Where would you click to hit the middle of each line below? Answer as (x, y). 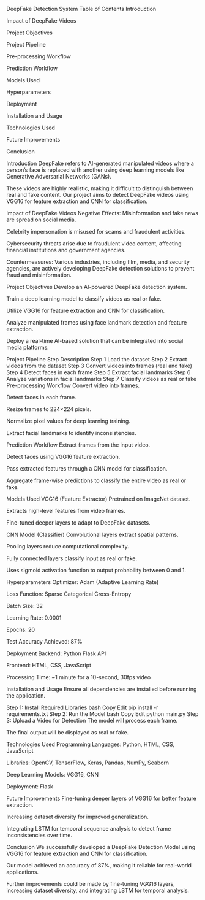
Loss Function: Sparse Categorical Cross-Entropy (69, 594)
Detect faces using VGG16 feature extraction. (63, 457)
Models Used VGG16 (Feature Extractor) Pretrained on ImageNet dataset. (99, 499)
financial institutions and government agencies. (66, 250)
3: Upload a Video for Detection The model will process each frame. (92, 721)
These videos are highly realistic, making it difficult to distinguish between (100, 188)
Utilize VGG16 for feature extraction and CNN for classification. (86, 310)
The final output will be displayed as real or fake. (68, 732)
